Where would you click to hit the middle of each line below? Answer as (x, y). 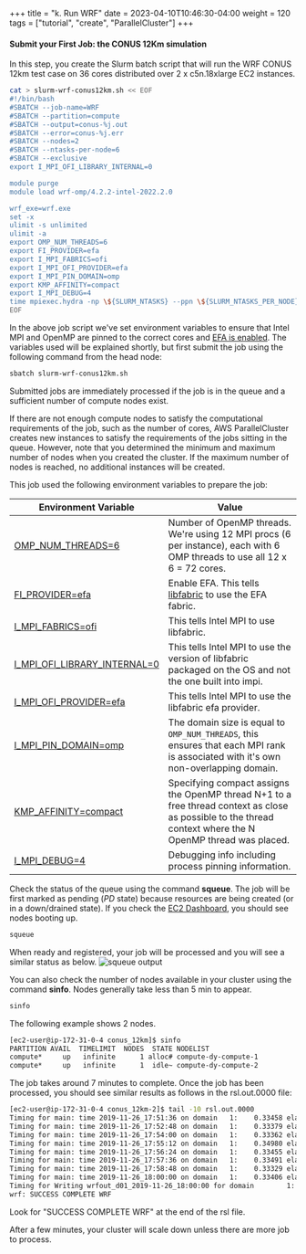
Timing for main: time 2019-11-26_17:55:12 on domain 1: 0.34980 (146, 1143)
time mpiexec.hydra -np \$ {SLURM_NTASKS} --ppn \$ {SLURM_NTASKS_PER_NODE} (154, 302)
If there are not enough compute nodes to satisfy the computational (137, 418)
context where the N (212, 828)
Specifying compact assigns (229, 783)
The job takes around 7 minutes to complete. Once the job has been (137, 1083)
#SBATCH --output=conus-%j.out (69, 124)
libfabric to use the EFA (217, 595)
